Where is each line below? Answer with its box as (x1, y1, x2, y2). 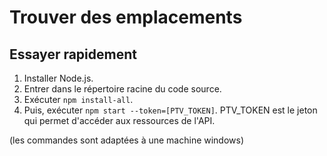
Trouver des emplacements (9, 6, 243, 29)
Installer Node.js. (23, 72, 94, 84)
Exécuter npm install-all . (23, 94, 134, 105)
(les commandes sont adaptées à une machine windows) (9, 134, 245, 146)
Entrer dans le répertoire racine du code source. (23, 83, 222, 95)
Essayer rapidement (9, 46, 137, 63)
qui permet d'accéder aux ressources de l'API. (23, 115, 216, 126)
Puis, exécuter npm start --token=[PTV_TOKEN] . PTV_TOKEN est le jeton (23, 104, 318, 116)
